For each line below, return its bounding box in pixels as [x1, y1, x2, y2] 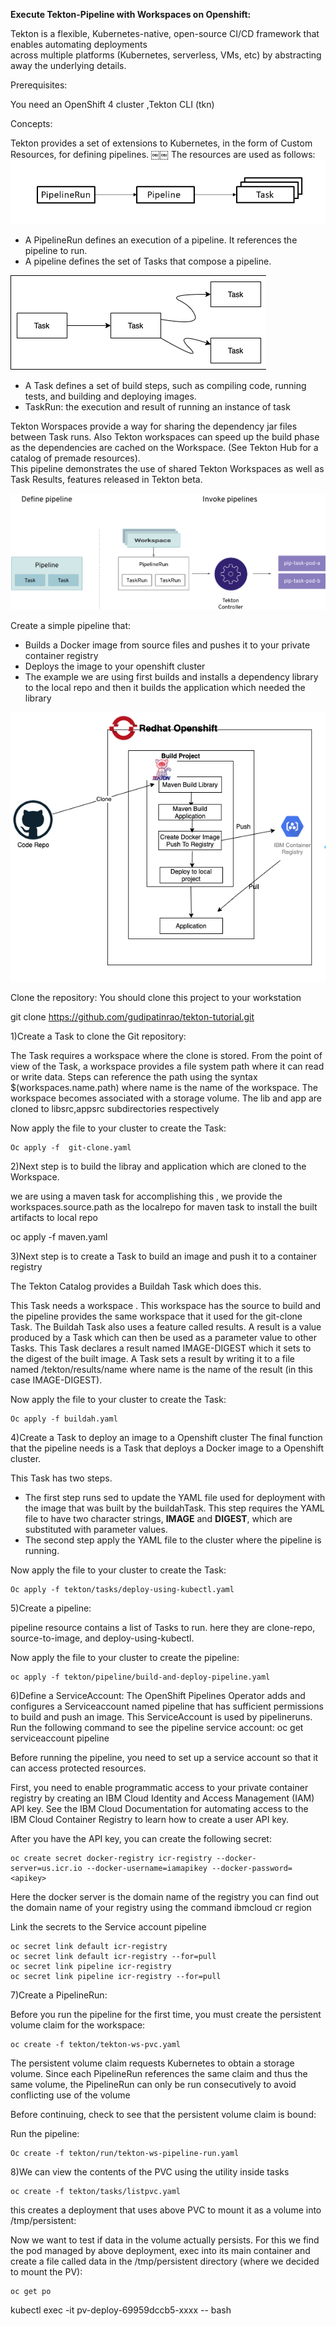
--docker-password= [211, 1864, 293, 1874]
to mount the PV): [10, 2266, 83, 2278]
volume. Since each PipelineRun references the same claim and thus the [10, 2068, 308, 2080]
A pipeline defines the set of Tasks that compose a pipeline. [24, 255, 272, 268]
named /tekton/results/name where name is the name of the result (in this [10, 1364, 313, 1376]
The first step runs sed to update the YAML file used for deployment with [24, 1492, 326, 1504]
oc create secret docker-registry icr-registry [10, 1854, 213, 1864]
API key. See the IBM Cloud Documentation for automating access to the [10, 1803, 309, 1815]
